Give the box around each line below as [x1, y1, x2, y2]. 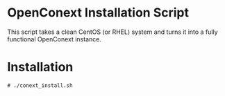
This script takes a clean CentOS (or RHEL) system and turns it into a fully [7, 28, 218, 36]
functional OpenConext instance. [7, 35, 102, 43]
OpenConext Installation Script [7, 5, 190, 21]
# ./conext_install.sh [7, 81, 73, 89]
